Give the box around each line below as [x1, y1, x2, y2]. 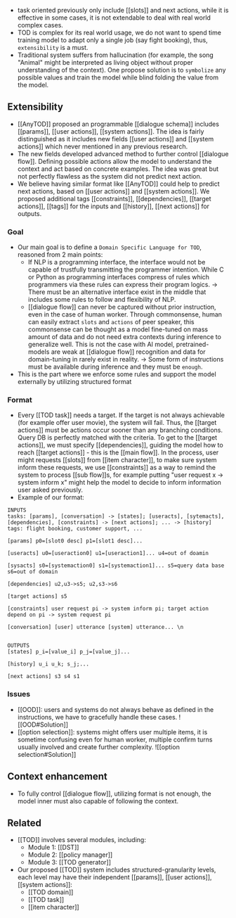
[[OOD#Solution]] [17, 720, 69, 729]
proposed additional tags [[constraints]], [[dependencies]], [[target [17, 194, 211, 203]
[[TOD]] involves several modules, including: [17, 836, 146, 844]
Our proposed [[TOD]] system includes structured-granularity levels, [17, 865, 216, 874]
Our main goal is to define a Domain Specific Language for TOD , [17, 243, 202, 252]
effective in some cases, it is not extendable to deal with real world [17, 13, 211, 22]
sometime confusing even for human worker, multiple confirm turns [17, 735, 213, 744]
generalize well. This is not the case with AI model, [27, 340, 175, 349]
